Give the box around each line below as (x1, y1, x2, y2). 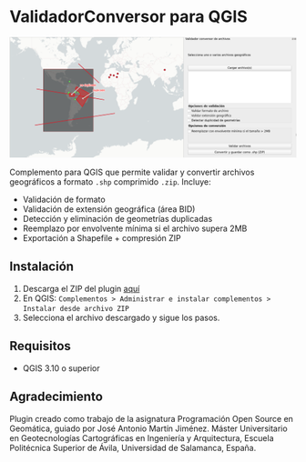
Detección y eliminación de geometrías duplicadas (22, 214, 213, 225)
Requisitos (9, 338, 71, 354)
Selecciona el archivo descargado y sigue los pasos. (22, 312, 220, 323)
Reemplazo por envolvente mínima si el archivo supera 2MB (22, 223, 248, 234)
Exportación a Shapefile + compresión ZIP (22, 233, 182, 244)
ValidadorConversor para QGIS (9, 6, 248, 27)
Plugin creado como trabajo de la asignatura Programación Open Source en (9, 413, 294, 424)
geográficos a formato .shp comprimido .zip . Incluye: (9, 176, 211, 187)
